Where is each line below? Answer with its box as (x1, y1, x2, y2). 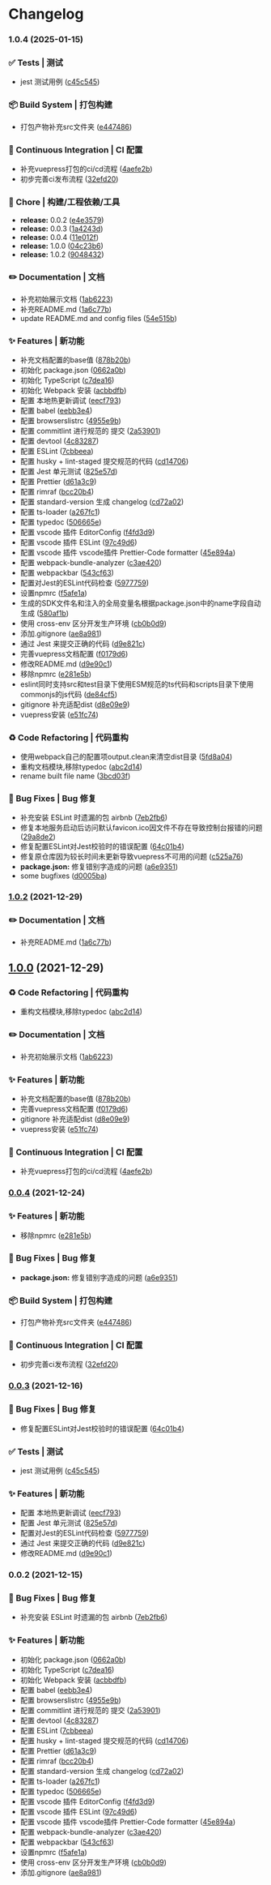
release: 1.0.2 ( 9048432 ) (19, 250, 104, 259)
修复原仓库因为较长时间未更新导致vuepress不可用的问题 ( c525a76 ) (19, 852, 244, 862)
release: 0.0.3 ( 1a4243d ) (19, 224, 104, 233)
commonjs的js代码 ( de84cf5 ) (19, 689, 118, 699)
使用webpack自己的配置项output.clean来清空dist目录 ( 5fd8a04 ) (19, 752, 233, 762)
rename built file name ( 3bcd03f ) (19, 771, 131, 781)
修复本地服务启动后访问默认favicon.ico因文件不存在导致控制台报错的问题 (19, 823, 263, 833)
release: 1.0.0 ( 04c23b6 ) (19, 241, 104, 251)
